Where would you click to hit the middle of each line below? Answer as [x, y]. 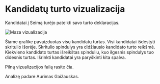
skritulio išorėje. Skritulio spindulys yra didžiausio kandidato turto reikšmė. [80, 47]
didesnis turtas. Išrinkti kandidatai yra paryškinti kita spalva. [66, 57]
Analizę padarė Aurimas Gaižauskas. [42, 76]
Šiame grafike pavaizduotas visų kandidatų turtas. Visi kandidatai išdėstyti [80, 42]
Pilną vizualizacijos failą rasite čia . [39, 67]
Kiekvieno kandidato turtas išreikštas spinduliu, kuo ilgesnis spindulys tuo [80, 52]
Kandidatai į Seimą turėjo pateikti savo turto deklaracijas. [62, 23]
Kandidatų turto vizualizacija [65, 9]
